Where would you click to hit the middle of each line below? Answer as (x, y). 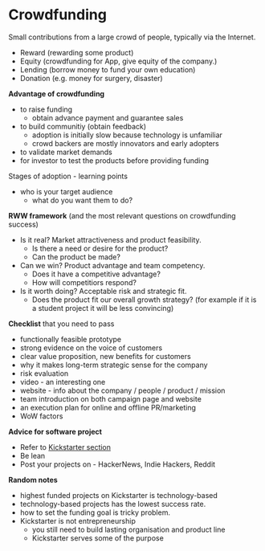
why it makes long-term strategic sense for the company (114, 365)
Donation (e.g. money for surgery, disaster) (91, 78)
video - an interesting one (63, 382)
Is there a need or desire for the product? (100, 248)
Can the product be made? (76, 257)
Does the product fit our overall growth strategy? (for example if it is (144, 300)
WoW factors (41, 416)
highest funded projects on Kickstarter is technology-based (119, 495)
